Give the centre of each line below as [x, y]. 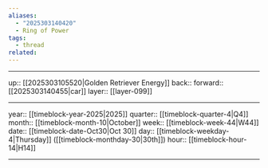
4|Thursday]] [30, 139]
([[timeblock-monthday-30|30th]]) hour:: [120, 139]
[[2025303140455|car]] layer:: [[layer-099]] [81, 91]
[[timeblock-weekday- [193, 131]
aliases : [23, 16]
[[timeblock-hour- [218, 139]
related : [23, 53]
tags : [17, 38]
